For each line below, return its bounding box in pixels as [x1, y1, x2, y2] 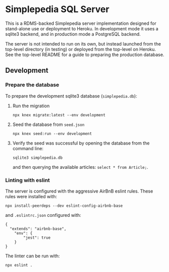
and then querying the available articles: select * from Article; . [12, 164, 148, 170]
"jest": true [23, 235, 51, 240]
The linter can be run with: [5, 253, 60, 259]
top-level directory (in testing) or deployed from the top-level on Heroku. [5, 46, 156, 52]
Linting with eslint [5, 176, 50, 184]
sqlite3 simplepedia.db [12, 155, 63, 160]
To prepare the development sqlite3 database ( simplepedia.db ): [5, 93, 137, 99]
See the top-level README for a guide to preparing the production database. [5, 52, 164, 58]
